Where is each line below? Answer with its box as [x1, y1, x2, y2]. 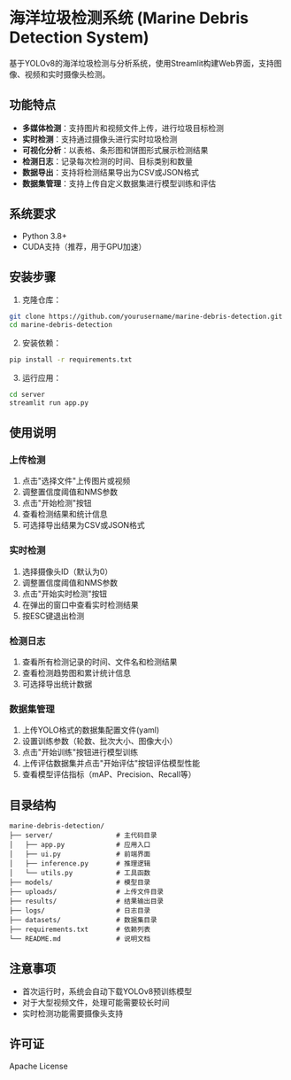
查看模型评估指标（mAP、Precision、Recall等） [21, 769, 196, 780]
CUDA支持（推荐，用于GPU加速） [21, 241, 147, 252]
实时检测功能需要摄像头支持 [21, 1007, 124, 1019]
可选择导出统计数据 [21, 679, 93, 689]
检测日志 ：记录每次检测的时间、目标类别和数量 [21, 156, 193, 167]
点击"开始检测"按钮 [21, 498, 92, 509]
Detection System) [9, 27, 149, 48]
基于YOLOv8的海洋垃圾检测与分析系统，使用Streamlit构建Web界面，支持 [9, 58, 274, 68]
